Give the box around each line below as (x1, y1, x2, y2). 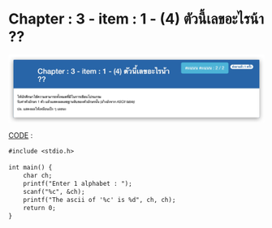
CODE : (8, 131, 33, 140)
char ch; (23, 172, 53, 180)
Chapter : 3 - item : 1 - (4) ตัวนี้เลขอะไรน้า (8, 10, 265, 28)
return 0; (23, 204, 57, 213)
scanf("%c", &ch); (23, 188, 85, 196)
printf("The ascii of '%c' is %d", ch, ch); (23, 196, 176, 204)
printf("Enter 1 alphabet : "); (23, 180, 132, 188)
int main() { (8, 164, 53, 172)
